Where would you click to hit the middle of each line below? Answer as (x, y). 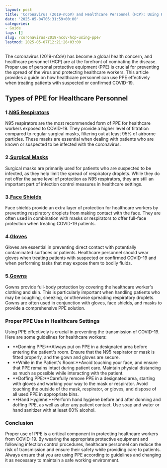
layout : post (19, 10)
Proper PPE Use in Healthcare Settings (52, 321)
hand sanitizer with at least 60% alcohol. (54, 410)
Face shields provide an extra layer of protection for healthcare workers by (82, 208)
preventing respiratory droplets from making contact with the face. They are (83, 213)
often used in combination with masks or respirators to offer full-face (76, 218)
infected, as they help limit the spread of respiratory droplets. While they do (83, 173)
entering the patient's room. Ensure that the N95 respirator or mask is (83, 352)
